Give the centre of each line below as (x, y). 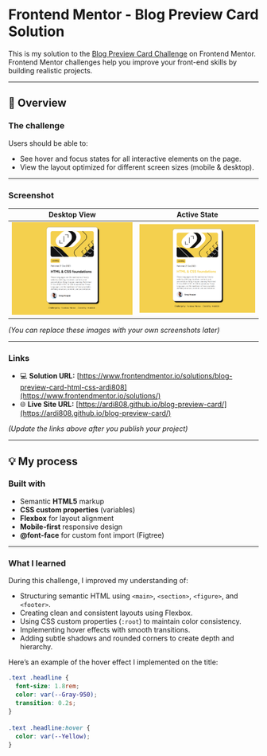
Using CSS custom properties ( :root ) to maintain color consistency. (131, 621)
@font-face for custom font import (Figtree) (92, 535)
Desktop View (73, 215)
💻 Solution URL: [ (49, 376)
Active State (197, 215)
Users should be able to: (48, 143)
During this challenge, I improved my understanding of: (98, 581)
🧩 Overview (37, 103)
